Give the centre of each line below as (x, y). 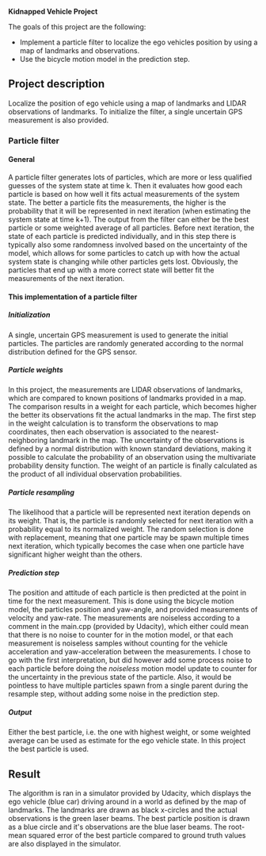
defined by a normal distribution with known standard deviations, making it (130, 449)
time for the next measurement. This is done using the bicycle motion (121, 601)
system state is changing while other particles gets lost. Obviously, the (123, 261)
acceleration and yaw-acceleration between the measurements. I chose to (129, 652)
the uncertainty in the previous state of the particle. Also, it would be (120, 677)
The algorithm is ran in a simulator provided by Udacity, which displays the (130, 793)
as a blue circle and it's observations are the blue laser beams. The (118, 827)
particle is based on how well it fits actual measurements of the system (124, 194)
